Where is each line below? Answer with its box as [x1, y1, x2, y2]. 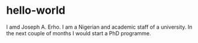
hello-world [6, 4, 66, 17]
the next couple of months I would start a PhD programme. [6, 29, 151, 36]
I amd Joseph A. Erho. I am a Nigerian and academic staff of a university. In [6, 23, 193, 30]
